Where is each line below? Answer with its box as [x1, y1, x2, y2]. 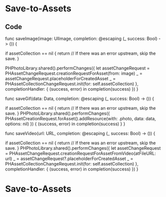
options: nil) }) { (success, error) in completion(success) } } [5, 121, 125, 127]
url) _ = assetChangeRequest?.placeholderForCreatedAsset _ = [5, 156, 133, 162]
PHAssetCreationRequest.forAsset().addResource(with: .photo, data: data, [5, 116, 156, 121]
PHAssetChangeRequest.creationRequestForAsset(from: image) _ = [5, 70, 143, 76]
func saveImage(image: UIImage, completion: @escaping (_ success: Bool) [5, 35, 158, 41]
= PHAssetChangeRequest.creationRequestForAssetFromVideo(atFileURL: [5, 151, 157, 156]
